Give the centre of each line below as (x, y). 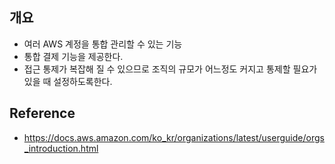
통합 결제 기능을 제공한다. (73, 56)
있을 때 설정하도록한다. (68, 81)
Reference (42, 113)
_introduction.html (61, 148)
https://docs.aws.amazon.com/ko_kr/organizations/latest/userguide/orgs (174, 137)
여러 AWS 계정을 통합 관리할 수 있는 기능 (103, 44)
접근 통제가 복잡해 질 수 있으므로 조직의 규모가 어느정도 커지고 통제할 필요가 (170, 69)
